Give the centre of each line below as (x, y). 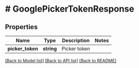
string (50, 49)
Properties (21, 27)
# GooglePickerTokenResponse (70, 9)
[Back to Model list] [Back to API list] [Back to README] (61, 61)
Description (76, 41)
